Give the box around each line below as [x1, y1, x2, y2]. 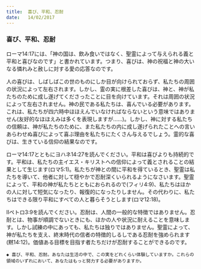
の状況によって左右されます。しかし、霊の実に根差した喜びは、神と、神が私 [6, 85, 194, 92]
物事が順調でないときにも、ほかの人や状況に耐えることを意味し [26, 216, 185, 223]
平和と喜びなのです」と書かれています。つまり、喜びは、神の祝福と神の [6, 58, 184, 65]
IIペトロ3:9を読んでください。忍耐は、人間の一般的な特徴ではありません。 [6, 208, 190, 216]
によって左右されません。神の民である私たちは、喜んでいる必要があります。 [6, 100, 194, 107]
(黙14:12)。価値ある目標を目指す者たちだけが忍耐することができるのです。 [6, 238, 190, 246]
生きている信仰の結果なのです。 [22, 138, 101, 145]
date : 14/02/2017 [6, 14, 55, 20]
